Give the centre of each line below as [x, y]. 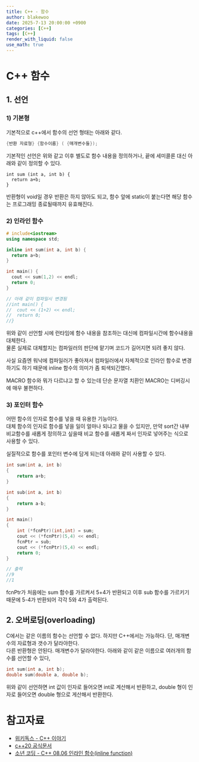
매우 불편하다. [28, 388]
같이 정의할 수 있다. [39, 163]
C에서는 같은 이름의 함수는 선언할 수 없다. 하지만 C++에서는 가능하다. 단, [90, 635]
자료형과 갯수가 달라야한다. [48, 643]
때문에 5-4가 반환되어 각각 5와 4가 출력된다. [57, 600]
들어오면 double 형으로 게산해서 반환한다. [65, 694]
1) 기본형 [18, 118]
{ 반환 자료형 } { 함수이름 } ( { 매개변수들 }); [52, 143]
